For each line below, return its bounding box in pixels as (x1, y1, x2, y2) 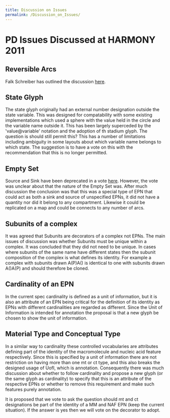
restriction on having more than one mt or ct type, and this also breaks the (5, 359, 160, 365)
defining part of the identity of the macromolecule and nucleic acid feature (5, 349, 161, 355)
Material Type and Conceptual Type (5, 330, 121, 338)
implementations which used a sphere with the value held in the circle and (5, 117, 160, 123)
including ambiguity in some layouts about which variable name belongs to (5, 139, 161, 145)
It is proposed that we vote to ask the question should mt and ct (5, 396, 139, 402)
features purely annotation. (5, 386, 62, 392)
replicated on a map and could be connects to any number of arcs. (5, 205, 145, 211)
